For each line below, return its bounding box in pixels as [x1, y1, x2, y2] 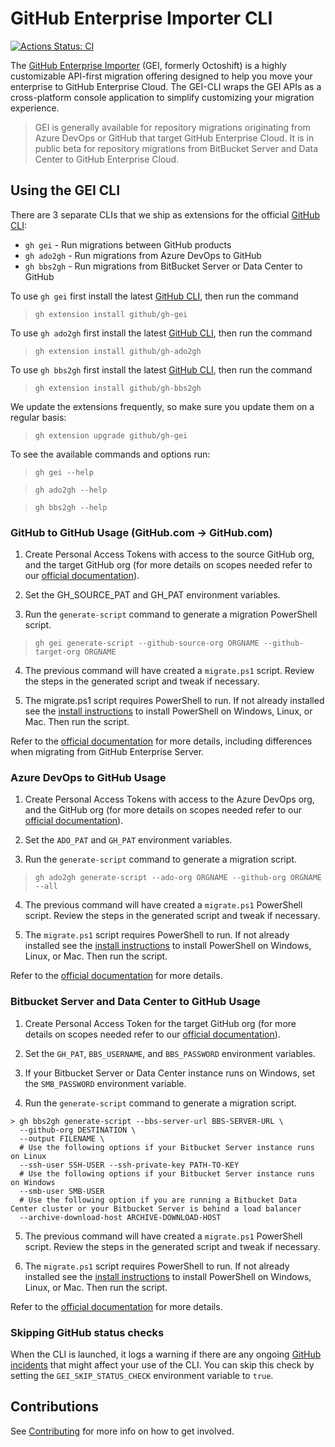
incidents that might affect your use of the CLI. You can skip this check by [10, 1358, 315, 1371]
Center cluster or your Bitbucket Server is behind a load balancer [10, 1203, 302, 1214]
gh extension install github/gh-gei [34, 309, 188, 319]
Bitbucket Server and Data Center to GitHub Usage [10, 995, 261, 1009]
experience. [10, 102, 60, 114]
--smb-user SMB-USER [19, 1186, 105, 1196]
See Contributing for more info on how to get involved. [10, 1425, 235, 1437]
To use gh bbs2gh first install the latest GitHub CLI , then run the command [10, 363, 313, 376]
